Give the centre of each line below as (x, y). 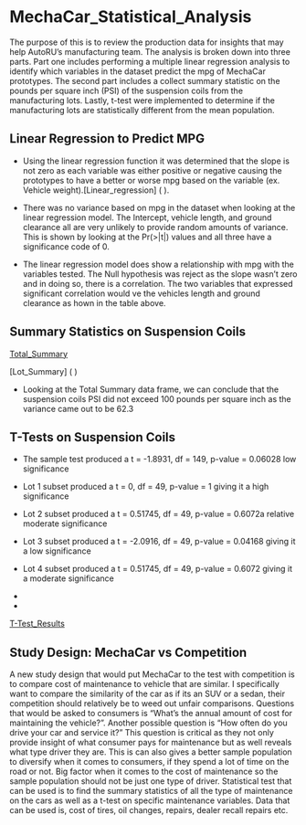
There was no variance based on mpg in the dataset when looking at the (159, 207)
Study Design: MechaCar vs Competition (128, 652)
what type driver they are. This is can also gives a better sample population (151, 752)
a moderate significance (68, 578)
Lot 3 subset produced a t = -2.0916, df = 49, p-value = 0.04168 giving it (159, 542)
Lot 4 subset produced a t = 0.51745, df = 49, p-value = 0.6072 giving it (157, 569)
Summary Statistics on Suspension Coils (128, 332)
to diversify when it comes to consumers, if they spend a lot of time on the (149, 762)
